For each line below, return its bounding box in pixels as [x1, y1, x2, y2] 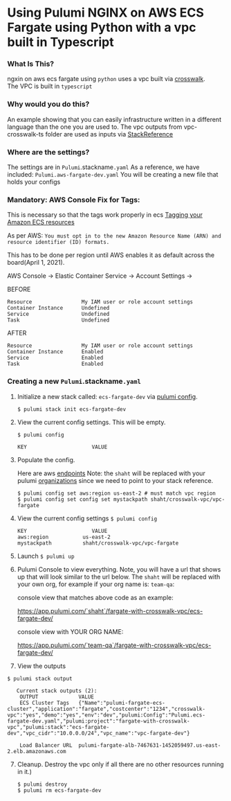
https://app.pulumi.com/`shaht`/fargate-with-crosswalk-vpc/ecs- [17, 606, 203, 615]
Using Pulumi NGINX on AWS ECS [7, 5, 204, 21]
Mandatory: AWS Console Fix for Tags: [7, 195, 140, 204]
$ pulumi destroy [17, 781, 68, 788]
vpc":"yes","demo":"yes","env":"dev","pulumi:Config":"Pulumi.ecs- [7, 712, 206, 719]
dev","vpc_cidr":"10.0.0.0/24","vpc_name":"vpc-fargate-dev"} [7, 730, 190, 737]
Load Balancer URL [19, 741, 73, 749]
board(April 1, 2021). [7, 258, 65, 267]
